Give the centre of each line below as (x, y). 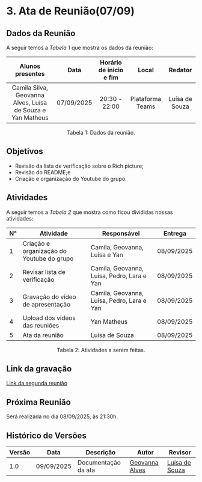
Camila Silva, (30, 87)
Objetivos (25, 151)
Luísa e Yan (107, 255)
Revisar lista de (44, 272)
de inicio (111, 70)
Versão (20, 453)
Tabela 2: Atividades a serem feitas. (101, 350)
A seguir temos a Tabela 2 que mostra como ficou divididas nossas (90, 212)
